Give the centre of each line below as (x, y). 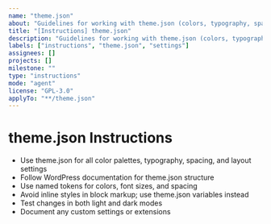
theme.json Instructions (91, 138)
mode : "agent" (32, 83)
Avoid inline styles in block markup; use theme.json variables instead (134, 195)
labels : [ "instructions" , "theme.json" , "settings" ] (99, 46)
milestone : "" (32, 68)
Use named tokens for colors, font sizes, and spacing (108, 186)
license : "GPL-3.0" (41, 91)
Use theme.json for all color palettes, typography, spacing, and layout (135, 160)
